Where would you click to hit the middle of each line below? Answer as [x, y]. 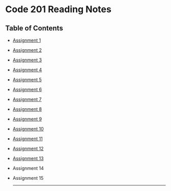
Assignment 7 [27, 99]
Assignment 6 [27, 89]
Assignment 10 [28, 129]
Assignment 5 [27, 79]
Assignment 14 [28, 168]
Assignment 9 [27, 119]
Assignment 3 [27, 60]
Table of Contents [34, 28]
